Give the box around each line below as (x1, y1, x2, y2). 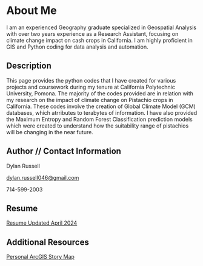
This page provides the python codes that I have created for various (6, 77, 176, 84)
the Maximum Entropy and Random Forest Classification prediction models (6, 115, 193, 123)
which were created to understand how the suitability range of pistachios (6, 122, 189, 129)
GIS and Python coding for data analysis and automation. (6, 43, 148, 50)
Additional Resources (6, 237, 89, 247)
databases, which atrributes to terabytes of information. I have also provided (6, 109, 198, 116)
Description (6, 61, 52, 71)
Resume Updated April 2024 (6, 219, 78, 227)
